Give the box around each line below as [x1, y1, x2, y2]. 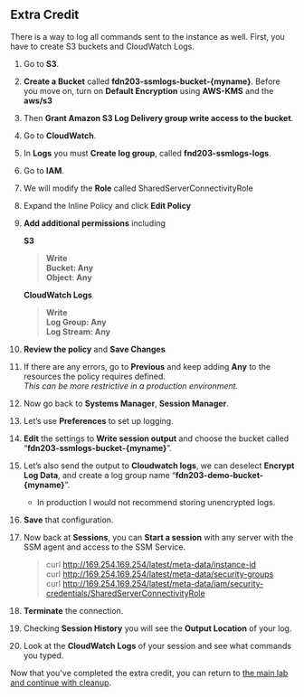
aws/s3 [23, 95, 52, 106]
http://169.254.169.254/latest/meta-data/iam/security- [62, 578, 264, 589]
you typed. [23, 650, 64, 661]
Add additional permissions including [23, 217, 166, 229]
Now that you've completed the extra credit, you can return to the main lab [10, 667, 289, 678]
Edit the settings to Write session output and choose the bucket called [23, 433, 290, 444]
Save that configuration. [23, 514, 114, 525]
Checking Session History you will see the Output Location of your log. [23, 623, 292, 634]
